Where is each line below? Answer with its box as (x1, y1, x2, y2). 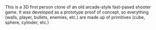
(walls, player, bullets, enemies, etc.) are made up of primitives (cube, (5, 15, 145, 20)
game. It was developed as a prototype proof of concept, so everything (5, 9, 149, 15)
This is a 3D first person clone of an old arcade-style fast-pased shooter (5, 4, 151, 10)
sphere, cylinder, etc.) (5, 19, 49, 25)
